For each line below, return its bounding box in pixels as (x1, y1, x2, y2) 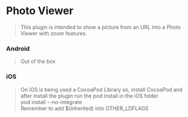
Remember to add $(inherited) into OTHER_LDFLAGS (20, 105, 149, 112)
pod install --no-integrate (20, 98, 82, 105)
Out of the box (20, 58, 56, 65)
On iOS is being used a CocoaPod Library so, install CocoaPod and (20, 86, 183, 93)
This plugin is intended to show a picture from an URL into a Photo (20, 24, 181, 31)
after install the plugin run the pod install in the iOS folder (20, 92, 159, 99)
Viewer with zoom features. (20, 29, 87, 36)
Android (6, 44, 30, 52)
